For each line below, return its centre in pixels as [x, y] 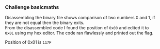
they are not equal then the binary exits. [45, 23]
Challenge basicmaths [32, 7]
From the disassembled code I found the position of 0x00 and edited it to [77, 28]
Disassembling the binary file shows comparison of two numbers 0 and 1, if [80, 18]
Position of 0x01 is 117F [28, 42]
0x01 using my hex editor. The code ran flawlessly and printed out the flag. [79, 33]
